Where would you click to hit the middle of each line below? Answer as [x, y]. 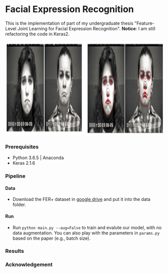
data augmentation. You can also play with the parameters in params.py [86, 233]
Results [15, 251]
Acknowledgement [29, 264]
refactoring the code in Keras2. [37, 34]
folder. [19, 204]
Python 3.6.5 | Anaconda [38, 158]
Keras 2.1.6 [24, 163]
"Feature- [145, 23]
